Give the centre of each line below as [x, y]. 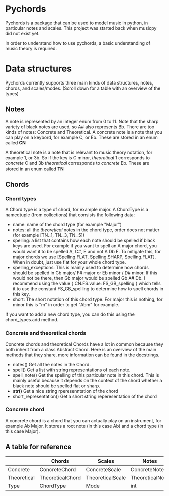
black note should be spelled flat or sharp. [56, 386]
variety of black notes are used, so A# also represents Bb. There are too [80, 127]
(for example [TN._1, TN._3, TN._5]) [48, 235]
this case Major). [23, 431]
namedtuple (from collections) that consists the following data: [70, 215]
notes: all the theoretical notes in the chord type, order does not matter [86, 230]
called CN [16, 143]
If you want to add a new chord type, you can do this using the [70, 314]
